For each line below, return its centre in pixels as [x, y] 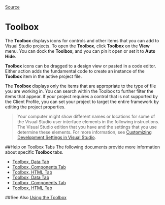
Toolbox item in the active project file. [44, 76]
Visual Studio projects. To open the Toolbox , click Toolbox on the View [78, 46]
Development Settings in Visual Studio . [56, 137]
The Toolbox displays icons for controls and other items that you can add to [82, 40]
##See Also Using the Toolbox [36, 197]
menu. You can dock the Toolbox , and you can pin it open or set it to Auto [80, 51]
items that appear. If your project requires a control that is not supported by [82, 96]
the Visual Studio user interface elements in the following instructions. [88, 121]
